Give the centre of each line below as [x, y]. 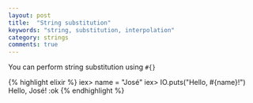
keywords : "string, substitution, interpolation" [92, 30]
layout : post [30, 15]
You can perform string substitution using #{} [82, 67]
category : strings [38, 37]
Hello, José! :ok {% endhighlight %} [66, 90]
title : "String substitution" [60, 23]
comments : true [33, 45]
